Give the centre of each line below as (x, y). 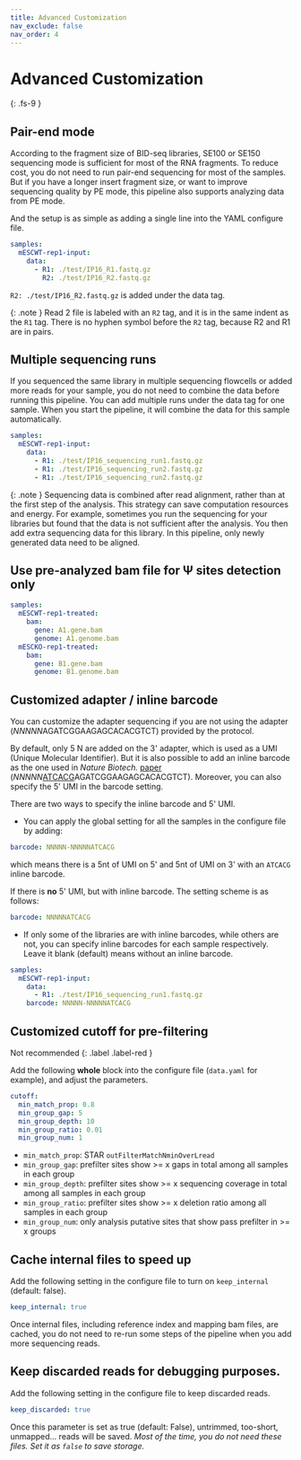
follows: (25, 900)
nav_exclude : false (47, 26)
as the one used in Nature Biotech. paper (86, 767)
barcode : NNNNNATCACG (51, 917)
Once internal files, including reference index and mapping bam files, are (144, 1324)
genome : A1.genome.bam (76, 638)
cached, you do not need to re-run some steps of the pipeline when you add (151, 1333)
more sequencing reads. (56, 1343)
